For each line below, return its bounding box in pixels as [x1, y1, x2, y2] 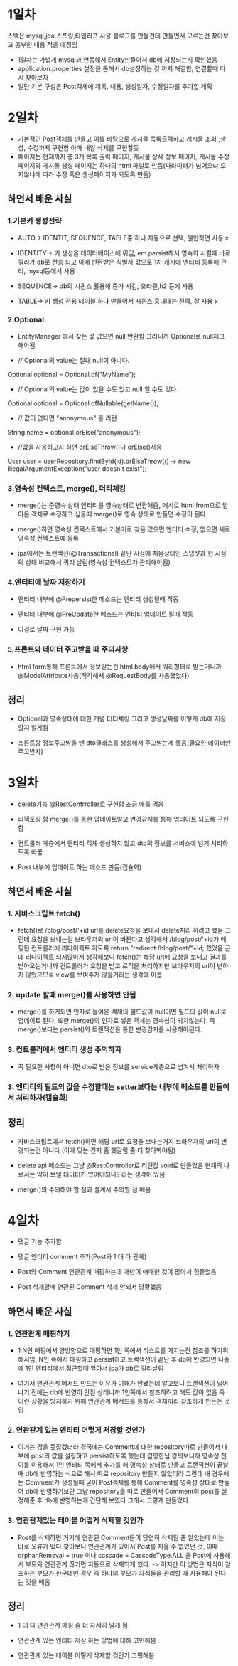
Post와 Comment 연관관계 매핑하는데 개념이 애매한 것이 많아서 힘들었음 [17, 1268, 217, 1276]
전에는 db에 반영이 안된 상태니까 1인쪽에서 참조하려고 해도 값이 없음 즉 [31, 1388, 225, 1396]
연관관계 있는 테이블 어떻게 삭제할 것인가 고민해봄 [17, 1651, 155, 1660]
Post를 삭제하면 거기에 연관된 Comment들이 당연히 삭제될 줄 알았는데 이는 [17, 1533, 225, 1542]
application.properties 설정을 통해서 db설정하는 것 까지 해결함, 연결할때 [17, 64, 219, 73]
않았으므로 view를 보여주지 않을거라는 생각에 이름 [25, 970, 163, 979]
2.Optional [7, 314, 45, 324]
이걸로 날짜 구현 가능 [17, 625, 75, 634]
